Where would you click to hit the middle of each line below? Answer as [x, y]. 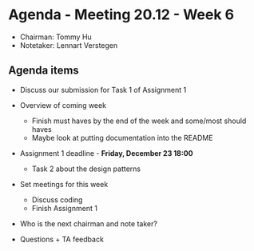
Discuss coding [57, 199]
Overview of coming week [63, 105]
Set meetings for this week [64, 184]
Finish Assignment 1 [65, 208]
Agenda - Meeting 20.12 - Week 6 [121, 15]
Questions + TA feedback [62, 239]
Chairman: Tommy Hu [56, 37]
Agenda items [44, 71]
